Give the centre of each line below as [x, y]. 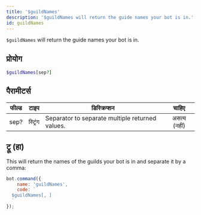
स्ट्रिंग [34, 122]
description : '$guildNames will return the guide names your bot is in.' [100, 17]
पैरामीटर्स [19, 91]
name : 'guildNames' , [42, 184]
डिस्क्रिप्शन [103, 108]
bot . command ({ [24, 178]
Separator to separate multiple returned [101, 118]
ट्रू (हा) [15, 147]
